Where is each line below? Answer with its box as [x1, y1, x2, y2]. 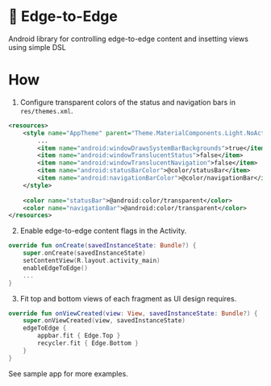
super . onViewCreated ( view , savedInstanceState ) [23, 317, 186, 325]
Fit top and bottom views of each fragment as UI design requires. [19, 293, 237, 303]
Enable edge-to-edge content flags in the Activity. [19, 226, 187, 236]
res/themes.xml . [19, 106, 74, 115]
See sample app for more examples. [8, 368, 129, 378]
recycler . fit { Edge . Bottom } [37, 339, 139, 347]
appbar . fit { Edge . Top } [37, 332, 121, 340]
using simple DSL [8, 42, 66, 52]
